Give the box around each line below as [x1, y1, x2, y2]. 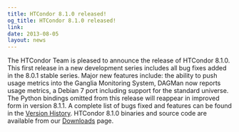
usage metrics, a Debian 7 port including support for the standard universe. [7, 87, 229, 95]
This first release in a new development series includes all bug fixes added [7, 64, 227, 72]
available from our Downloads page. [7, 116, 114, 125]
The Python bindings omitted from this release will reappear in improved [7, 94, 220, 103]
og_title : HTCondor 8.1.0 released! [7, 17, 116, 24]
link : [7, 23, 24, 31]
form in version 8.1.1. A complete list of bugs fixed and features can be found [7, 101, 232, 110]
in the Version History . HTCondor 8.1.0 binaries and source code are [7, 109, 207, 118]
